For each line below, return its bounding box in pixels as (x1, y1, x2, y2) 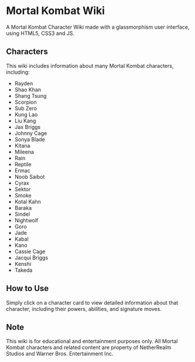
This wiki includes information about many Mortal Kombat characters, (6, 62, 174, 69)
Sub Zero (14, 104, 37, 112)
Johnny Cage (14, 129, 47, 136)
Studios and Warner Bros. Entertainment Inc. (6, 350, 114, 357)
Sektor (14, 186, 31, 193)
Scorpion (14, 98, 37, 105)
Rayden (14, 80, 33, 87)
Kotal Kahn (14, 198, 41, 205)
